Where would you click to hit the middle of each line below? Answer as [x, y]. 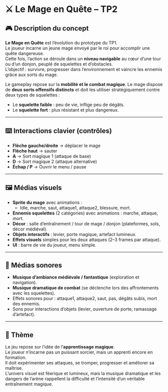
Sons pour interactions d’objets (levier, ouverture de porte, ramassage [84, 309]
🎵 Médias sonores [34, 265]
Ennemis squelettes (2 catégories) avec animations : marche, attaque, [85, 213]
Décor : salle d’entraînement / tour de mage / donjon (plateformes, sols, [86, 223]
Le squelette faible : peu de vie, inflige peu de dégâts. [68, 104]
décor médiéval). [30, 229]
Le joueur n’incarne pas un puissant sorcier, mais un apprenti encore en [79, 352]
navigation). [25, 282]
